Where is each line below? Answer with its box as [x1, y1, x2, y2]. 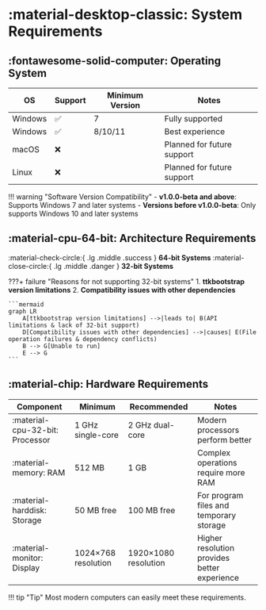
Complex [196, 447, 231, 458]
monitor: [12, 552, 44, 563]
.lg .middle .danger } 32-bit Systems [53, 261, 174, 270]
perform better [196, 434, 252, 445]
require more [196, 466, 245, 478]
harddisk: [12, 504, 47, 516]
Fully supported [164, 113, 223, 124]
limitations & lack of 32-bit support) [8, 321, 140, 329]
